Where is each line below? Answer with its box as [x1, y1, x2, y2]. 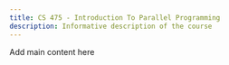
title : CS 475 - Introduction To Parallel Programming [9, 13, 221, 23]
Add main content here [9, 46, 95, 57]
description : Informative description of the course [9, 22, 213, 31]
